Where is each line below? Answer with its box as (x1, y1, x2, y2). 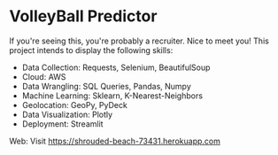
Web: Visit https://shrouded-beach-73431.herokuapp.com (9, 136, 221, 146)
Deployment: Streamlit (21, 118, 104, 129)
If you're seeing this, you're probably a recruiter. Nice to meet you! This (9, 35, 270, 46)
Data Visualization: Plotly (21, 109, 113, 120)
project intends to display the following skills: (9, 44, 174, 55)
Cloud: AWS (21, 71, 66, 81)
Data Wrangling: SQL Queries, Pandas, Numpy (21, 81, 192, 91)
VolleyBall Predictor (9, 6, 158, 27)
